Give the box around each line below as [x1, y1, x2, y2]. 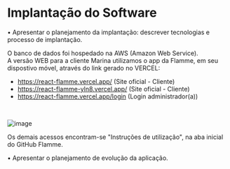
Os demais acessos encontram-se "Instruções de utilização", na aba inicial [7, 133, 224, 141]
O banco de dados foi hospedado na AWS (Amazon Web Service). [7, 49, 198, 57]
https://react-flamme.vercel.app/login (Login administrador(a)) [17, 92, 198, 101]
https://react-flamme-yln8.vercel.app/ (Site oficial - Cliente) [17, 84, 191, 93]
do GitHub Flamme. [7, 140, 63, 148]
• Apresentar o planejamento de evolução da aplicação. [7, 154, 168, 162]
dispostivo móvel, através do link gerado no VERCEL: [7, 64, 161, 72]
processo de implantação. [7, 35, 83, 43]
